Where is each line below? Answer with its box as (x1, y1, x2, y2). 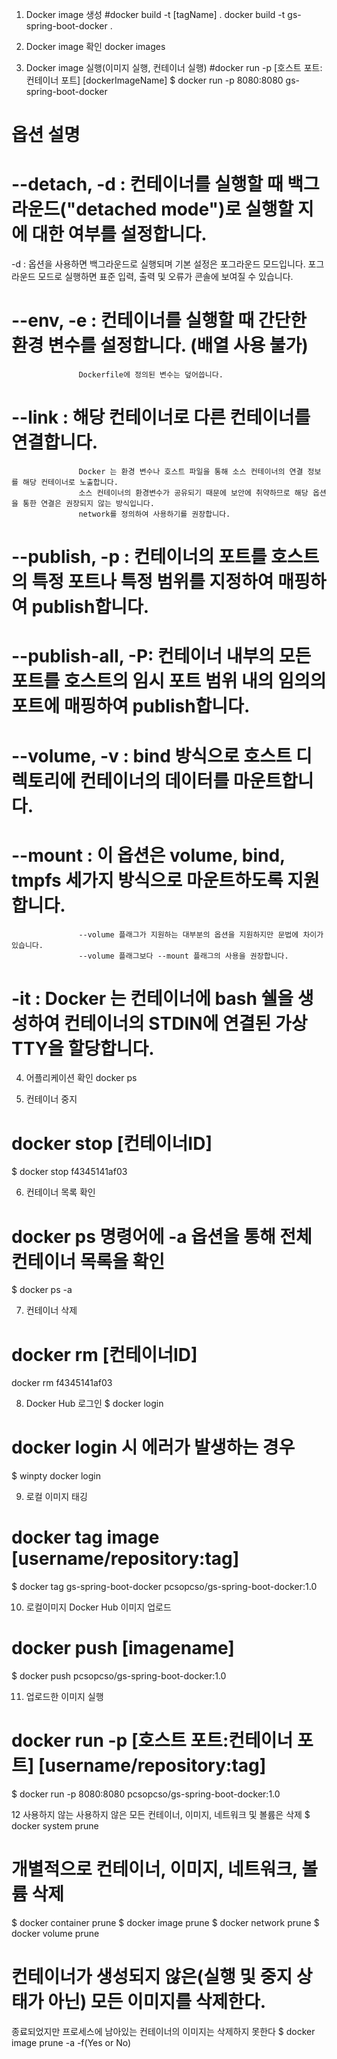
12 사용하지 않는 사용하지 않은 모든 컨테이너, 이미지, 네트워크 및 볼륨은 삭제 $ (11, 1809, 311, 1820)
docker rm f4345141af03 (11, 1377, 113, 1389)
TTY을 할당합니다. (11, 1037, 155, 1060)
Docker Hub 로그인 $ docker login (25, 1398, 164, 1410)
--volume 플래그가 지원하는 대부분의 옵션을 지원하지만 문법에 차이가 (78, 929, 324, 940)
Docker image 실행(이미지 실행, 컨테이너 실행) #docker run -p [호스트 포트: (25, 62, 323, 73)
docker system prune (11, 1820, 99, 1832)
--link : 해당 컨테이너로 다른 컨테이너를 (11, 406, 311, 429)
